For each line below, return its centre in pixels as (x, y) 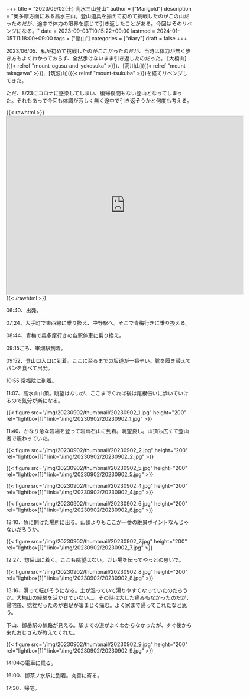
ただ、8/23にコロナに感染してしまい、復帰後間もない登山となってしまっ (94, 93)
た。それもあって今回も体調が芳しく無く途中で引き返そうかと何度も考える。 (99, 100)
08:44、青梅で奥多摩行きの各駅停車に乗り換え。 (65, 335)
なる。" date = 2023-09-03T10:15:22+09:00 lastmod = (88, 31)
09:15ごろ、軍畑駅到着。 (36, 348)
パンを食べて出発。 (30, 368)
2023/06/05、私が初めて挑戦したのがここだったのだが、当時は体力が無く (96, 51)
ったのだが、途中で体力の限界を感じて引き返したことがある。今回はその (94, 23)
